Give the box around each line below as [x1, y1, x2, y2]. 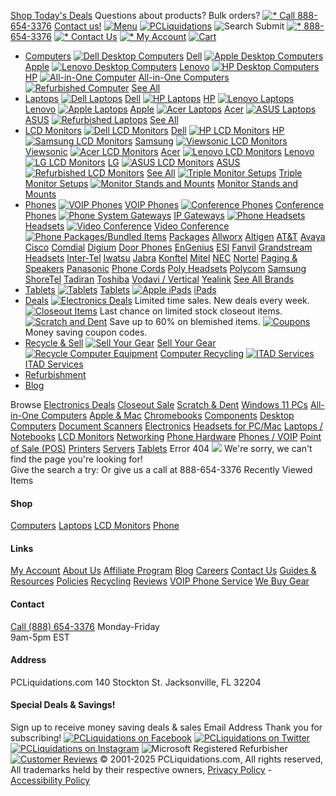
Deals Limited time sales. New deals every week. [24, 295, 310, 306]
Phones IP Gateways [24, 210, 225, 221]
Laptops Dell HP [24, 93, 216, 104]
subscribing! [10, 732, 62, 744]
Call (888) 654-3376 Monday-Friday [10, 620, 160, 632]
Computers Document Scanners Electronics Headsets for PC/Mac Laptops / [10, 420, 323, 432]
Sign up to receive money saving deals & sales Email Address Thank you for [10, 721, 323, 734]
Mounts [24, 188, 57, 200]
